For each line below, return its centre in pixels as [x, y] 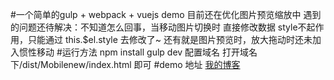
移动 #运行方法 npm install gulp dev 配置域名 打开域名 [147, 52]
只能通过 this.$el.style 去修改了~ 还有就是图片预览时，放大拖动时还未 [170, 39]
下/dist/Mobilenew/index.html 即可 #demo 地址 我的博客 [125, 64]
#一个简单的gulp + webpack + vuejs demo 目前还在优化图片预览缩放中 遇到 [166, 14]
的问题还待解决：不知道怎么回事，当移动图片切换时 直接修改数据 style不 [158, 27]
